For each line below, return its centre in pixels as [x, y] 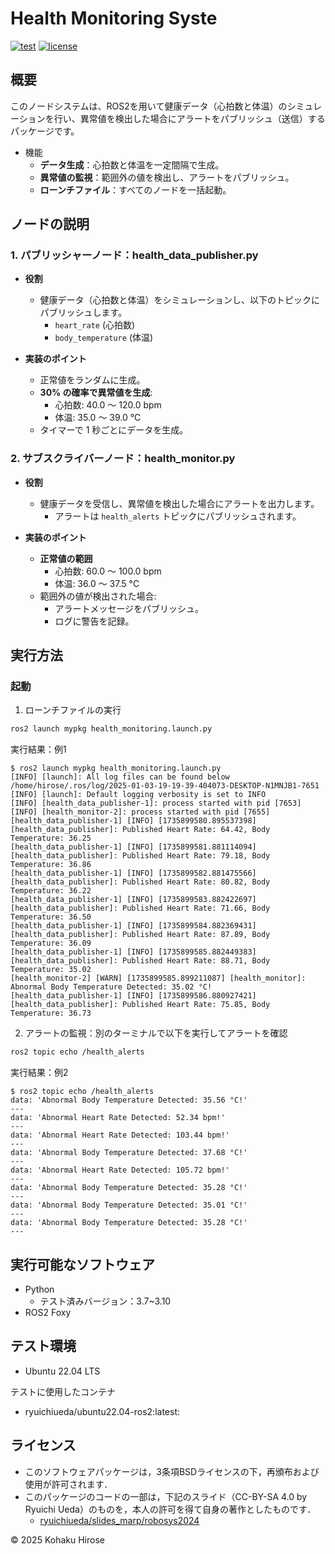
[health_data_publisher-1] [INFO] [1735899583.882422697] [133, 900]
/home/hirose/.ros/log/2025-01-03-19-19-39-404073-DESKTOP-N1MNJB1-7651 [165, 786]
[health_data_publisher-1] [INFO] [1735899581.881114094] [133, 847]
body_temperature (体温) [104, 338]
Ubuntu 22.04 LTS [62, 1371]
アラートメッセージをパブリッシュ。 [129, 608]
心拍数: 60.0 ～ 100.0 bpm [108, 571]
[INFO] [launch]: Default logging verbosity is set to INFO [138, 795]
